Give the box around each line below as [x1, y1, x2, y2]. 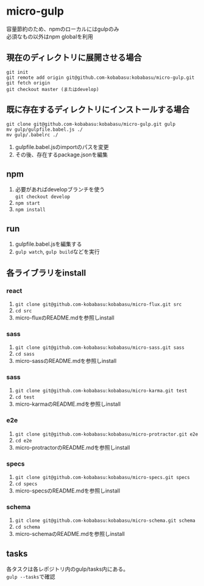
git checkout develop [15, 194, 70, 200]
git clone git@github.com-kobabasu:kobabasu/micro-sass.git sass [15, 345, 185, 351]
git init [6, 69, 29, 75]
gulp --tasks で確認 [6, 573, 55, 581]
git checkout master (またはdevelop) [6, 86, 99, 92]
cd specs [15, 481, 38, 487]
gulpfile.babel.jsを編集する [15, 240, 82, 248]
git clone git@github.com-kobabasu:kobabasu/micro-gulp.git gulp [6, 121, 175, 127]
